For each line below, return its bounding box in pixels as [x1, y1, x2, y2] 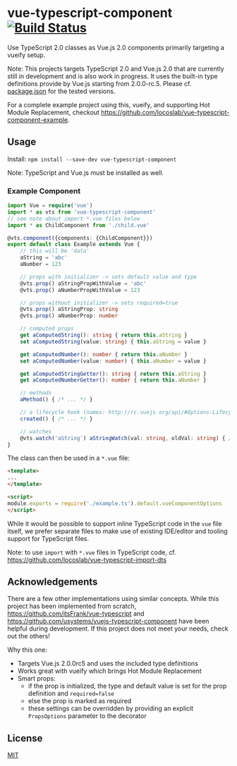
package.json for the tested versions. [7, 87, 116, 95]
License [7, 732, 43, 744]
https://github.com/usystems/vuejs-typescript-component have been [7, 617, 209, 626]
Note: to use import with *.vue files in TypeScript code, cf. [7, 548, 176, 557]
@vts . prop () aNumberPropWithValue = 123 [20, 286, 140, 293]
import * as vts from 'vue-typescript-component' [7, 208, 157, 216]
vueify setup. [7, 51, 46, 59]
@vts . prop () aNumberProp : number [20, 312, 119, 320]
